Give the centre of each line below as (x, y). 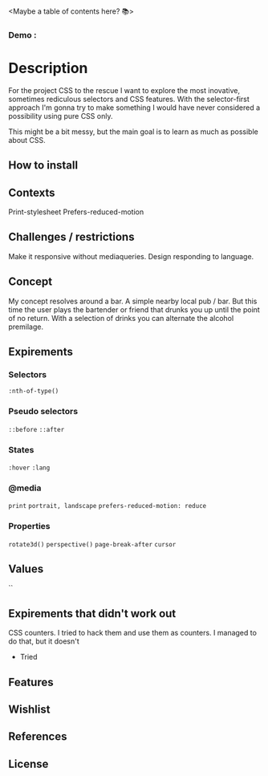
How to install (43, 166)
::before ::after (37, 429)
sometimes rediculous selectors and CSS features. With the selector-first (129, 99)
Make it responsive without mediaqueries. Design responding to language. (131, 256)
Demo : (22, 35)
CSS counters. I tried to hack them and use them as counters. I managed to (132, 633)
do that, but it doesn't (44, 641)
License (28, 764)
